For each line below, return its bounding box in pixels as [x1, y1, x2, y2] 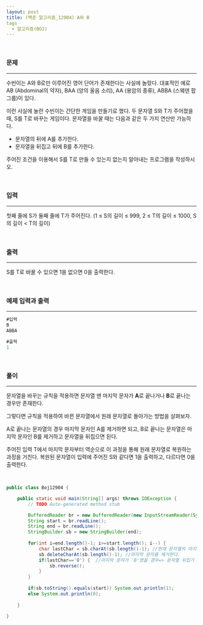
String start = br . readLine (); [28, 518, 107, 524]
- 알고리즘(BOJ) [11, 25, 48, 32]
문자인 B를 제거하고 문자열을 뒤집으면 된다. [17, 433, 118, 440]
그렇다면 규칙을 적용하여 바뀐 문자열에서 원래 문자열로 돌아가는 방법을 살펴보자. [6, 413, 192, 420]
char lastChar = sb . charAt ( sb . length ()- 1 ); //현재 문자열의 [38, 546, 185, 552]
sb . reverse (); [49, 563, 85, 569]
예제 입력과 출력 [6, 297, 50, 306]
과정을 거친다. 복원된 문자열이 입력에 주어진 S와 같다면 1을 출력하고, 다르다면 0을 [6, 453, 195, 460]
